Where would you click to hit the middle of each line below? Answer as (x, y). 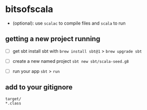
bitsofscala (29, 9)
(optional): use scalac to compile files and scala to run (69, 23)
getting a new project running (53, 39)
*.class (13, 103)
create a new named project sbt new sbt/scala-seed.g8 (71, 61)
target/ (13, 99)
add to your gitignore (39, 87)
